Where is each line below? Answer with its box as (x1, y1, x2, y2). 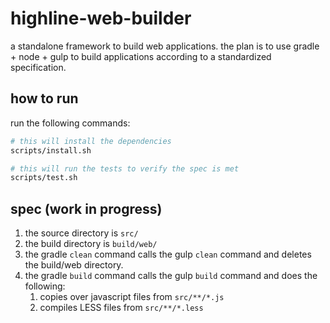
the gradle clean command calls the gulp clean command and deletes (24, 248, 312, 261)
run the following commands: (10, 117, 131, 129)
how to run (10, 90, 79, 107)
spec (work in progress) (10, 200, 163, 217)
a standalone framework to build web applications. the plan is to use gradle (10, 40, 320, 52)
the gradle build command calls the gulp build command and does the (24, 270, 318, 282)
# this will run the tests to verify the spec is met (10, 163, 240, 174)
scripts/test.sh (10, 173, 78, 183)
